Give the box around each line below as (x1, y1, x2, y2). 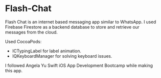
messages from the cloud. (5, 29, 58, 35)
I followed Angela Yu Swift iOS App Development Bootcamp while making (5, 62, 153, 68)
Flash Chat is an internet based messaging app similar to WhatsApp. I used (5, 19, 157, 25)
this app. (5, 67, 23, 73)
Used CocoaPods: (5, 38, 42, 44)
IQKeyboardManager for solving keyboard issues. (12, 53, 113, 59)
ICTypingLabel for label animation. (12, 48, 82, 54)
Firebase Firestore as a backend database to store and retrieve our (5, 24, 139, 30)
